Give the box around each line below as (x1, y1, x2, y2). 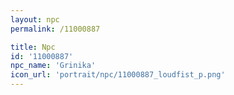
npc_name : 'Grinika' (10, 61, 97, 71)
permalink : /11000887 (10, 24, 101, 34)
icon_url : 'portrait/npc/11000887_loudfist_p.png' (10, 70, 226, 80)
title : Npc (10, 42, 56, 52)
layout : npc (10, 14, 60, 25)
